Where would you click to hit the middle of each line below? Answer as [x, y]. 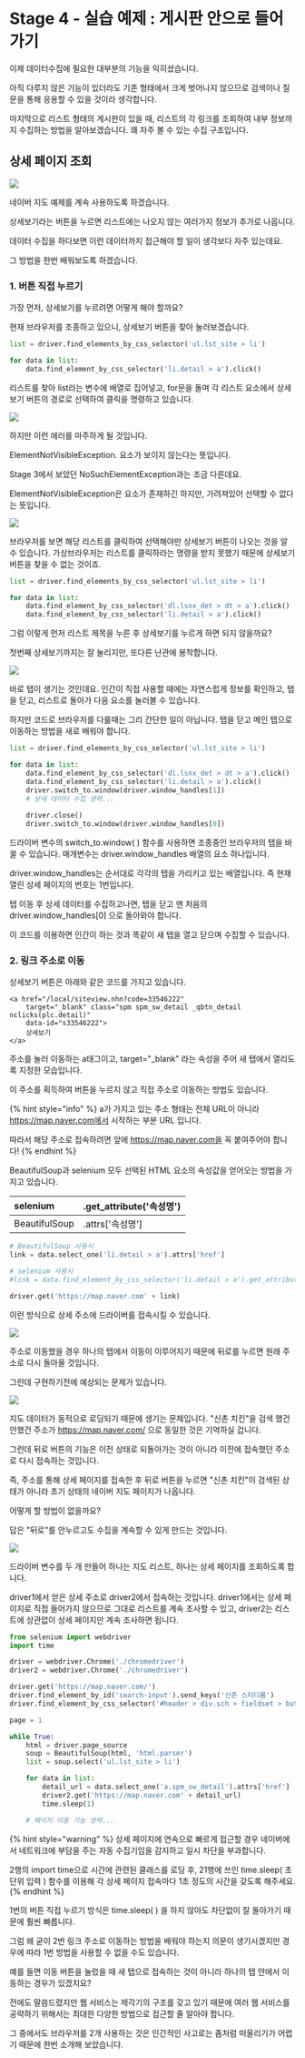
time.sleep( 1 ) [69, 1804]
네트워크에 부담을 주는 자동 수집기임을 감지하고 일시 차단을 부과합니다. [142, 1850]
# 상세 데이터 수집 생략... [70, 799]
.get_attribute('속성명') [132, 1207]
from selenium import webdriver [70, 1637]
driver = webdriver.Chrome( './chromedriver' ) [97, 1662]
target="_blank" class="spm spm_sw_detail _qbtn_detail [134, 1007]
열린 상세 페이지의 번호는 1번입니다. [72, 885]
